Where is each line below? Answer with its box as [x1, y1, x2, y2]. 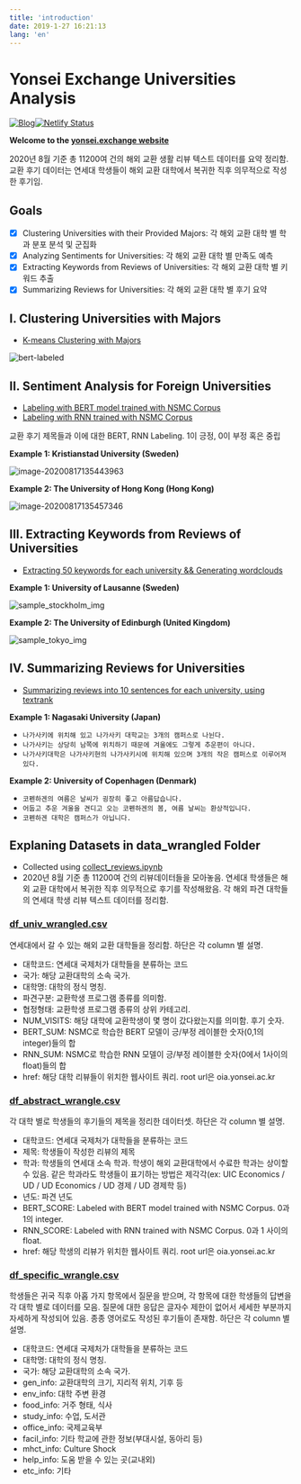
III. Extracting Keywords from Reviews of [9, 527, 242, 542]
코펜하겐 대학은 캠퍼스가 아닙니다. [22, 813, 132, 822]
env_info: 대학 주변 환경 [22, 1389, 106, 1399]
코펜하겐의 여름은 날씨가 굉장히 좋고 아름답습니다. [22, 794, 182, 803]
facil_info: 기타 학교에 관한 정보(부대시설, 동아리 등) [22, 1434, 203, 1444]
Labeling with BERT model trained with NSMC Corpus [22, 403, 222, 412]
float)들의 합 [22, 1060, 67, 1071]
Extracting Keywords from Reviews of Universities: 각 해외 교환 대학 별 [22, 262, 279, 273]
